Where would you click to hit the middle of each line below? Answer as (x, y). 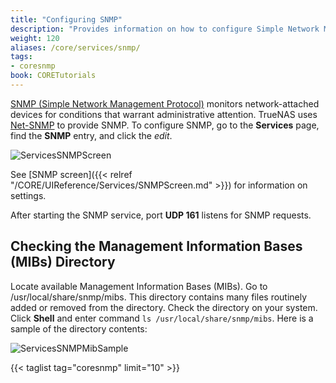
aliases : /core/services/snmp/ (75, 47)
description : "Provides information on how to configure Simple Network (165, 29)
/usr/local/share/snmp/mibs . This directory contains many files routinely (159, 297)
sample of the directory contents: (79, 328)
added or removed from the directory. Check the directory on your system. (164, 307)
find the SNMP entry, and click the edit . (91, 135)
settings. (28, 195)
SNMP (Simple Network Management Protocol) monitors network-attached (165, 103)
